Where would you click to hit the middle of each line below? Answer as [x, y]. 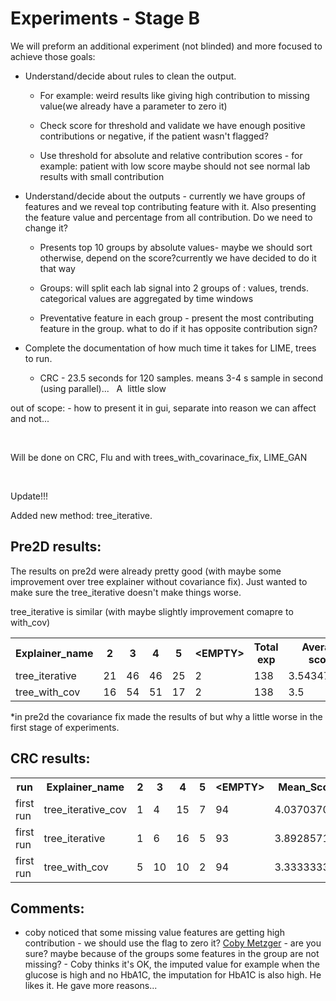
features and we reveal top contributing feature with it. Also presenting [170, 206]
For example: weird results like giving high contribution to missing [174, 95]
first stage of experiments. [65, 727]
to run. [38, 358]
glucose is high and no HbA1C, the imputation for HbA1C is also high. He [173, 975]
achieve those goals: [53, 56]
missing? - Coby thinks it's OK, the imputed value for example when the [172, 964]
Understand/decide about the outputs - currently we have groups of [165, 196]
